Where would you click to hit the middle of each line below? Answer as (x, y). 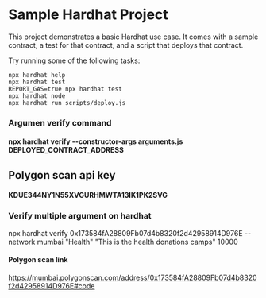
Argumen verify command (60, 122)
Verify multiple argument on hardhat (80, 216)
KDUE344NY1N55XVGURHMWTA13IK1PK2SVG (88, 195)
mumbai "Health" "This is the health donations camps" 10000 (137, 242)
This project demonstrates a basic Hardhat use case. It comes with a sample (133, 37)
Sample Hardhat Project (88, 15)
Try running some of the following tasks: (74, 60)
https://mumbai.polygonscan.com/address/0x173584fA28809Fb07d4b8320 (133, 277)
